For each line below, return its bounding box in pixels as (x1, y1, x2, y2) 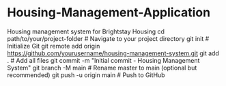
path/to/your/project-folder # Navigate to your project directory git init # (7, 34, 210, 42)
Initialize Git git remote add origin (7, 42, 100, 50)
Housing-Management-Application (7, 5, 210, 20)
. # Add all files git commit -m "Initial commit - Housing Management (7, 56, 200, 64)
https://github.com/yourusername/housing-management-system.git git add (7, 49, 220, 57)
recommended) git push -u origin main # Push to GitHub (7, 70, 165, 79)
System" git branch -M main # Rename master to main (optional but (7, 63, 197, 72)
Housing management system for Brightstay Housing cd (7, 27, 165, 35)
